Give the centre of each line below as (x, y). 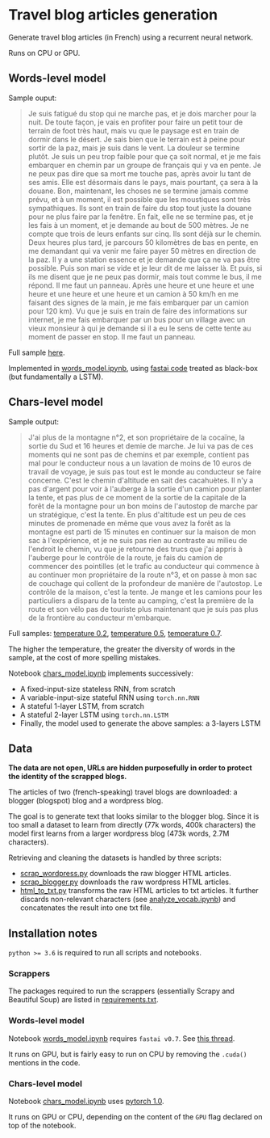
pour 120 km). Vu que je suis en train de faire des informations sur (138, 311)
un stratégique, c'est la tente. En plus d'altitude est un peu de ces (137, 514)
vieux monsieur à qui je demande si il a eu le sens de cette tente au (139, 328)
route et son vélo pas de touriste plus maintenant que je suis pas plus (143, 609)
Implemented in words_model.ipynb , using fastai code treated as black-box (133, 368)
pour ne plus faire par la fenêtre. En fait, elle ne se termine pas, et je (141, 217)
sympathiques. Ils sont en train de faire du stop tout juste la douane (140, 208)
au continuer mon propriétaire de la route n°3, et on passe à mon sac (143, 575)
